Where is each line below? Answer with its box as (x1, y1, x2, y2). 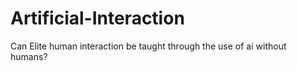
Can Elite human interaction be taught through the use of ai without (10, 40, 287, 52)
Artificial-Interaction (10, 7, 185, 30)
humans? (10, 50, 48, 62)
